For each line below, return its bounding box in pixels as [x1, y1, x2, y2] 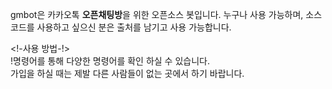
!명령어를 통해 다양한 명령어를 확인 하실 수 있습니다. [10, 55, 210, 67]
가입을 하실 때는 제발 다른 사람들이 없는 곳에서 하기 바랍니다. [10, 68, 245, 79]
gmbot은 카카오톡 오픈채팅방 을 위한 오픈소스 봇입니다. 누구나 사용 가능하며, [10, 9, 304, 20]
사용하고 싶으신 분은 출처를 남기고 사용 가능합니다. [36, 21, 232, 33]
